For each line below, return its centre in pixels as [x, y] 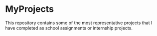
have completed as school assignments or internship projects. [69, 28]
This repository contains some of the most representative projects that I [79, 23]
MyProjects [29, 9]
